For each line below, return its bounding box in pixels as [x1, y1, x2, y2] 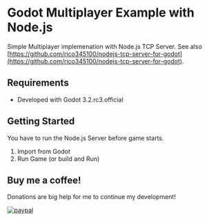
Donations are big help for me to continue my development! [7, 193, 176, 201]
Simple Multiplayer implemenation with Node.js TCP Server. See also [7, 42, 202, 50]
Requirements [7, 77, 69, 89]
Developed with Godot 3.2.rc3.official [17, 95, 124, 104]
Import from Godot [17, 147, 70, 155]
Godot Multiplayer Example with [7, 5, 195, 21]
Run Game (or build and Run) [17, 154, 100, 163]
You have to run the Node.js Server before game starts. [7, 133, 164, 142]
